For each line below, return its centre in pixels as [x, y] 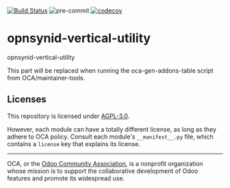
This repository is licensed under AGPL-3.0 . [68, 116]
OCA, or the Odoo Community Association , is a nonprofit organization [105, 163]
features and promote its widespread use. [66, 178]
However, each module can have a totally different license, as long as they [112, 129]
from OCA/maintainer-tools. [46, 78]
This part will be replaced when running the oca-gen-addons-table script [110, 70]
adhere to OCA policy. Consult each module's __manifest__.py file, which [110, 137]
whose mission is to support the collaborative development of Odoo [103, 171]
